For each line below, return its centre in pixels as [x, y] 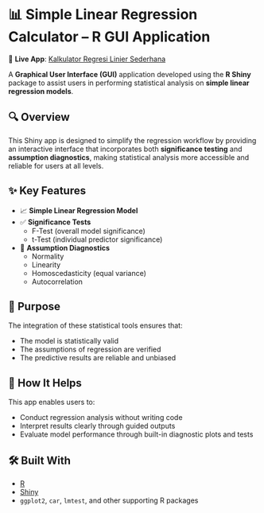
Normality [48, 256]
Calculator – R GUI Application [109, 37]
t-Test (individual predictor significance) [97, 239]
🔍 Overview [39, 117]
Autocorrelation [57, 282]
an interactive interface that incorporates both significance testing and [125, 149]
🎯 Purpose [35, 306]
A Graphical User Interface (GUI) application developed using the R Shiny [130, 74]
